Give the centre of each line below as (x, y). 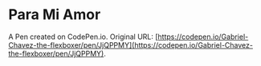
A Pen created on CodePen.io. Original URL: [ (83, 37)
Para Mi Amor (55, 15)
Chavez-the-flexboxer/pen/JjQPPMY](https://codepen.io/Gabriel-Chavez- (130, 45)
